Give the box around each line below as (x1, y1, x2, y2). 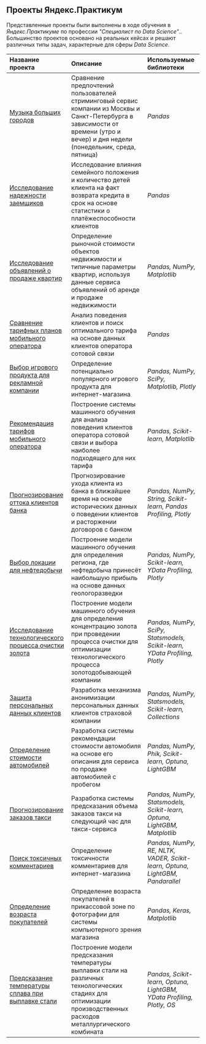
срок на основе (71, 198, 118, 207)
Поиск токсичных (9, 854, 62, 862)
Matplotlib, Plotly (147, 382, 196, 391)
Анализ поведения (71, 310, 127, 319)
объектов (71, 247, 100, 256)
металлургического (71, 1019, 131, 1028)
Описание (71, 59, 102, 68)
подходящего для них (71, 453, 136, 462)
